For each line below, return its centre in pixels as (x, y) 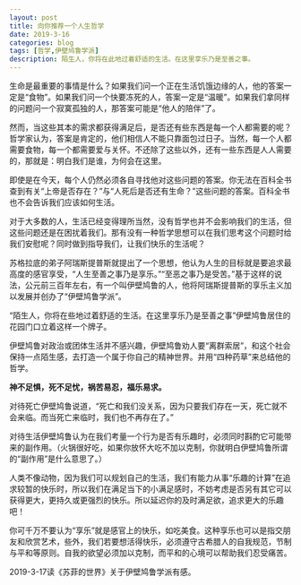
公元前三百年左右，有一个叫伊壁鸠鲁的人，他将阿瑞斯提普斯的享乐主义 (154, 285)
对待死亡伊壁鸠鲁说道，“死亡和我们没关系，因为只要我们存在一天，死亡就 (145, 406)
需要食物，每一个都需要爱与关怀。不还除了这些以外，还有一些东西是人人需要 (150, 150)
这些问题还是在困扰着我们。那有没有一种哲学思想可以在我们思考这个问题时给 (150, 232)
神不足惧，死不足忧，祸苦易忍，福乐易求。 (88, 387)
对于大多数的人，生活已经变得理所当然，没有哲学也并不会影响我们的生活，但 (150, 221)
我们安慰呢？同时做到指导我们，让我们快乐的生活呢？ (107, 244)
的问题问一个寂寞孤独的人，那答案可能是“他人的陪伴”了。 (115, 108)
